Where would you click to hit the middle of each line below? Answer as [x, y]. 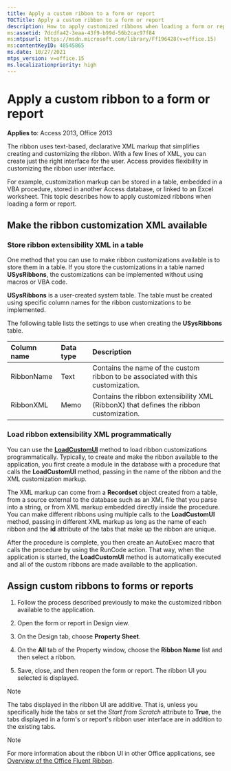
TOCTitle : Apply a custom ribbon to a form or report [86, 20]
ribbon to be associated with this [145, 377]
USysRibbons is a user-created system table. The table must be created [110, 295]
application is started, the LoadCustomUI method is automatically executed [114, 557]
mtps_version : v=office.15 [46, 59]
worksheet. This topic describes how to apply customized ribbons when [109, 196]
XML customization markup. [47, 479]
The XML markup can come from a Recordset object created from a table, [112, 492]
